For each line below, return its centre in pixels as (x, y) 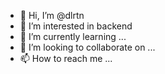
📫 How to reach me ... (66, 58)
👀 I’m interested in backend (76, 26)
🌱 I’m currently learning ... (73, 36)
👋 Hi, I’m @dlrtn (52, 15)
